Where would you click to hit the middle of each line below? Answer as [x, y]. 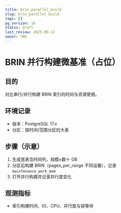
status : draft [19, 28]
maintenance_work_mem [34, 171]
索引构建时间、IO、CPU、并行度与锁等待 [53, 206]
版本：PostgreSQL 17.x [34, 124]
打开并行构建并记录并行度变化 [42, 177]
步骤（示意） [24, 147]
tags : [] [14, 18]
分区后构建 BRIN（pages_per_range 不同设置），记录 [64, 165]
